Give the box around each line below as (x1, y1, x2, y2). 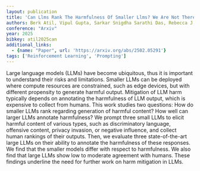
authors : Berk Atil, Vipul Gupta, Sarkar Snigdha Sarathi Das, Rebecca (6, 20, 187, 26)
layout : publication (6, 8, 58, 15)
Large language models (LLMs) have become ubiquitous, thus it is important (6, 69, 193, 76)
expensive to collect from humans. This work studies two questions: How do (6, 101, 193, 108)
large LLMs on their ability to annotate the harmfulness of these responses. (6, 139, 190, 146)
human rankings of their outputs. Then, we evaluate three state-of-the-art (6, 132, 187, 140)
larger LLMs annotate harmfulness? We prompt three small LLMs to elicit (6, 114, 185, 121)
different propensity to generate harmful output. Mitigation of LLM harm (6, 88, 182, 95)
